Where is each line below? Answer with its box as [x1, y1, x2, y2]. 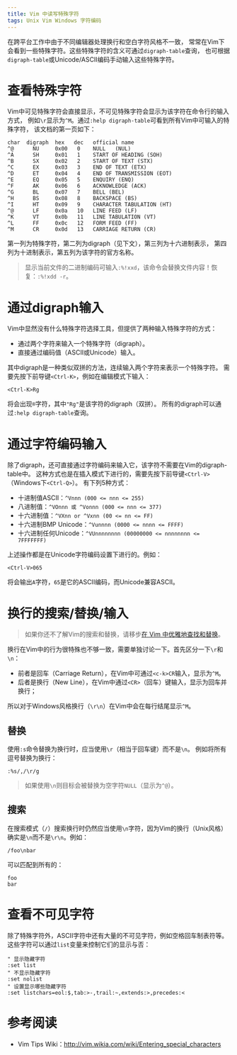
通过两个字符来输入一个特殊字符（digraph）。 [17, 340, 149, 348]
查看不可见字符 [7, 907, 95, 922]
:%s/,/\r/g [7, 768, 40, 775]
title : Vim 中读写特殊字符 [7, 10, 79, 18]
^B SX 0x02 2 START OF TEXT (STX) [7, 157, 154, 165]
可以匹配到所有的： [7, 860, 64, 869]
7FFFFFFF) [17, 537, 47, 545]
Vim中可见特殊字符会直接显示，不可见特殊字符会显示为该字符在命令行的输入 [7, 107, 230, 116]
